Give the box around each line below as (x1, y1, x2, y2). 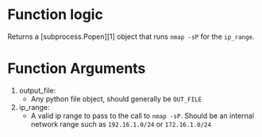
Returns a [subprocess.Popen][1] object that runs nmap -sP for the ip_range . (7, 32, 255, 41)
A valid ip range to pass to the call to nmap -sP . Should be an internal (30, 111, 255, 120)
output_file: (18, 86, 56, 95)
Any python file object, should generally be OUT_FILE (30, 93, 202, 104)
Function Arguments (7, 59, 146, 78)
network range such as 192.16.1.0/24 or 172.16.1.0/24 (30, 119, 212, 128)
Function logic (7, 6, 104, 24)
